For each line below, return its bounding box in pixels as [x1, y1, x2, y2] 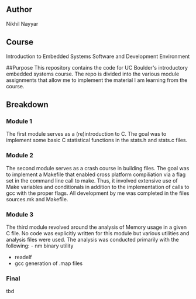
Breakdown [6, 99, 49, 110]
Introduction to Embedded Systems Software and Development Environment [6, 53, 190, 60]
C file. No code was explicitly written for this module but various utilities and [6, 229, 190, 236]
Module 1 [6, 117, 32, 125]
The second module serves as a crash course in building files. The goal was [6, 164, 190, 171]
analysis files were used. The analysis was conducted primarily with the [6, 236, 180, 243]
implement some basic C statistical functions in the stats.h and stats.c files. [6, 137, 188, 144]
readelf [14, 253, 32, 260]
